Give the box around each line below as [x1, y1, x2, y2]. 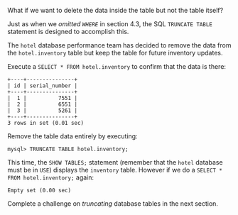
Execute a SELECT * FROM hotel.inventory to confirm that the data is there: [7, 62, 226, 70]
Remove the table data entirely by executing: [7, 132, 138, 140]
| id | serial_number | [7, 82, 78, 89]
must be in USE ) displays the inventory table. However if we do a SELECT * [7, 166, 222, 174]
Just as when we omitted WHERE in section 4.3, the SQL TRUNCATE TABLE [7, 20, 213, 28]
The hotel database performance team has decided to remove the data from [7, 41, 232, 49]
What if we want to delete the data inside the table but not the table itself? [7, 6, 224, 14]
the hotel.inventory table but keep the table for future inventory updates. [7, 49, 223, 57]
